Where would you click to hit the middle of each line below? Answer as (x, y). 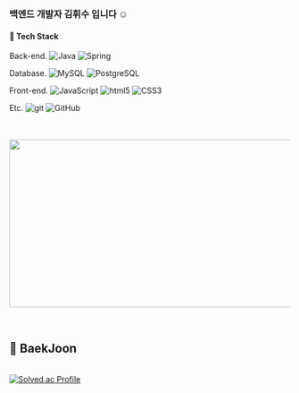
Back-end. (28, 56)
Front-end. (29, 90)
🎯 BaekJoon (43, 348)
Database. (28, 73)
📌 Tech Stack (34, 36)
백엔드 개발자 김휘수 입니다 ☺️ (69, 13)
